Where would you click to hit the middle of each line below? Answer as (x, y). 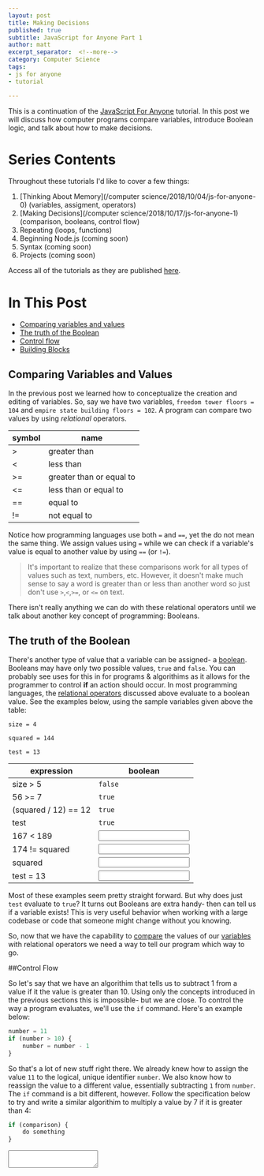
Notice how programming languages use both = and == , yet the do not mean (131, 535)
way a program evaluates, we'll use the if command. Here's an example (125, 1008)
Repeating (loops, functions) (66, 230)
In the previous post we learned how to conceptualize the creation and (123, 393)
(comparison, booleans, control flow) (80, 222)
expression (52, 771)
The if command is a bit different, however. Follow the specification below (129, 1093)
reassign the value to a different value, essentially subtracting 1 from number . (132, 1085)
